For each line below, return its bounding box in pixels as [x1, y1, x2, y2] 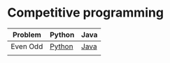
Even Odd [10, 42, 43, 51]
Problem [13, 30, 42, 39]
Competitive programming [7, 5, 164, 21]
